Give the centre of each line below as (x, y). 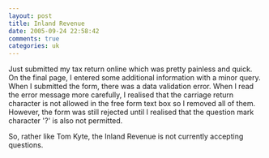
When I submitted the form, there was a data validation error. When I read (131, 87)
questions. (26, 145)
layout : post (30, 16)
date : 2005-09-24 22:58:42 (54, 31)
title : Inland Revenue (47, 23)
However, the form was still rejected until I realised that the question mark (131, 112)
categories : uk (34, 46)
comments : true (34, 38)
